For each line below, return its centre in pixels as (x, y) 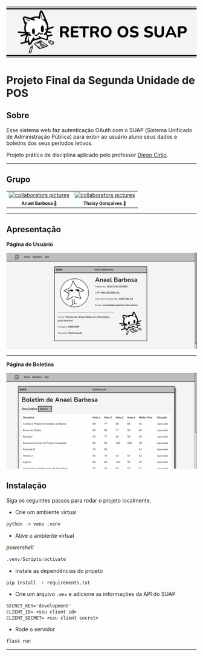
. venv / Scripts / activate (36, 559)
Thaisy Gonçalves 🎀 (105, 204)
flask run (19, 641)
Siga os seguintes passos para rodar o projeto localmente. (79, 500)
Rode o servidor (35, 629)
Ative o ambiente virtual (44, 535)
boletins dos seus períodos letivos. (50, 143)
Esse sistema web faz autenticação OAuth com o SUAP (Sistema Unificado (99, 130)
